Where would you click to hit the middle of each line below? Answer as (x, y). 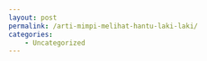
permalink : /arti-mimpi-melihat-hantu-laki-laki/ (103, 26)
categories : (31, 34)
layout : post (33, 17)
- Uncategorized (55, 43)
